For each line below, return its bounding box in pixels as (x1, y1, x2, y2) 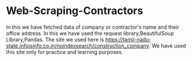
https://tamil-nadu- (105, 36, 151, 43)
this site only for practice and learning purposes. (6, 48, 124, 55)
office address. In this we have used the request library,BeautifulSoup (6, 29, 174, 36)
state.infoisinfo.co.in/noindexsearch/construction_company (6, 42, 149, 49)
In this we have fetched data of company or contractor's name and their (6, 23, 180, 30)
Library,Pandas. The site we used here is (6, 36, 104, 43)
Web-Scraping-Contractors (6, 4, 143, 18)
